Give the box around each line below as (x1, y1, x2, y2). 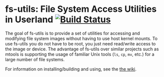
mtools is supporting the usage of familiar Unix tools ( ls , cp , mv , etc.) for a (5, 51, 155, 57)
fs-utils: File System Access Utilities (5, 3, 157, 15)
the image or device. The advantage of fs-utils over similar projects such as (5, 46, 159, 52)
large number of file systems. (5, 56, 65, 62)
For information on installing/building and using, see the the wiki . (5, 66, 137, 72)
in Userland (5, 14, 53, 25)
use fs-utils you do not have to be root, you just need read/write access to (5, 40, 156, 46)
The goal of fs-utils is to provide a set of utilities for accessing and (5, 30, 140, 36)
